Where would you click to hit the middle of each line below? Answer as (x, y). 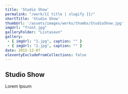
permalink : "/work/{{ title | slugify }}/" (50, 14)
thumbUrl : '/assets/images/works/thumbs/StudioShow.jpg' (64, 23)
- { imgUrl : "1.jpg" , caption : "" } (45, 41)
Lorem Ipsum (18, 86)
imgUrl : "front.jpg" (26, 28)
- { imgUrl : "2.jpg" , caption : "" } (45, 46)
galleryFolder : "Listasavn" (34, 32)
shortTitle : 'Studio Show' (33, 19)
